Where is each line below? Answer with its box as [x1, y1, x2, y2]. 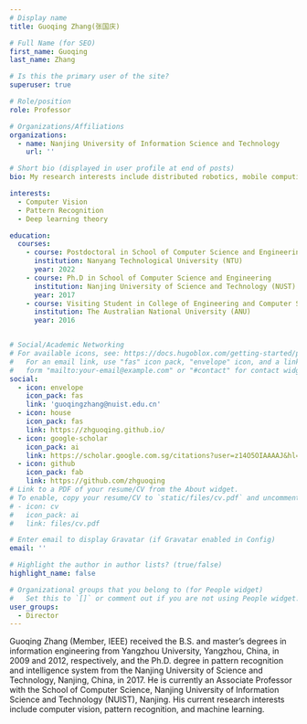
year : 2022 [33, 265, 76, 274]
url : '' [26, 147, 55, 156]
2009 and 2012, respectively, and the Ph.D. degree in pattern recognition [9, 655, 284, 666]
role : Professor [9, 105, 71, 114]
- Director [17, 611, 59, 620]
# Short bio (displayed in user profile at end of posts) [9, 164, 235, 174]
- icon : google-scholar [17, 433, 108, 443]
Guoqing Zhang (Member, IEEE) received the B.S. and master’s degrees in [9, 636, 287, 647]
